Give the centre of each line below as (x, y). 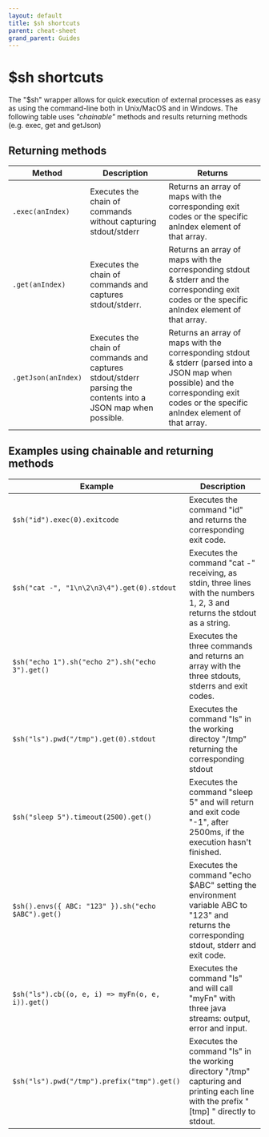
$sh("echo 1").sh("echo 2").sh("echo (84, 662)
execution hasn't (221, 842)
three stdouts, (215, 676)
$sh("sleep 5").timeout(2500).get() (82, 817)
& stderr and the (199, 279)
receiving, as (213, 573)
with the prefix (216, 1101)
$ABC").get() (37, 914)
